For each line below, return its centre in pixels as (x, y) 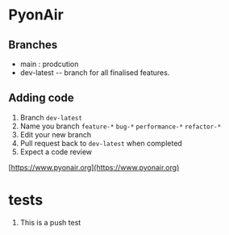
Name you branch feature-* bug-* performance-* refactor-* (121, 126)
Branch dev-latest (51, 117)
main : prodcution (49, 64)
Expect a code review (56, 152)
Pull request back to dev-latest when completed (101, 143)
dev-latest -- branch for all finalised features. (95, 73)
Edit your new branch (55, 134)
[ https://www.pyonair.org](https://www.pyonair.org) (94, 167)
